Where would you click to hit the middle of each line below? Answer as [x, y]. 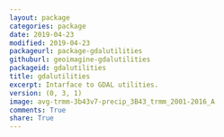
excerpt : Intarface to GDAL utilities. [84, 85]
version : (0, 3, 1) [46, 93]
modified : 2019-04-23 [50, 43]
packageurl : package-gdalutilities [76, 51]
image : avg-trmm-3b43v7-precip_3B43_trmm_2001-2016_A [112, 101]
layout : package [40, 18]
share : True [31, 118]
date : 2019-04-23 [42, 34]
